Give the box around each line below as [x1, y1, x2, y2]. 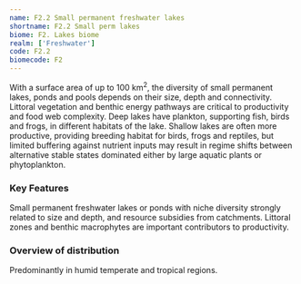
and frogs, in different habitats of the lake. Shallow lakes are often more [9, 120, 277, 132]
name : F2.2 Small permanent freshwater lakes [9, 13, 185, 23]
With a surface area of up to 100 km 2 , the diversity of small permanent [9, 81, 274, 93]
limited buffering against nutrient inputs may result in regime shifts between [9, 140, 293, 151]
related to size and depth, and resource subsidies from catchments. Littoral [9, 211, 291, 222]
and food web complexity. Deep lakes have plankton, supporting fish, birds [9, 111, 290, 122]
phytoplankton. [9, 159, 66, 170]
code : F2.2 [9, 47, 51, 56]
